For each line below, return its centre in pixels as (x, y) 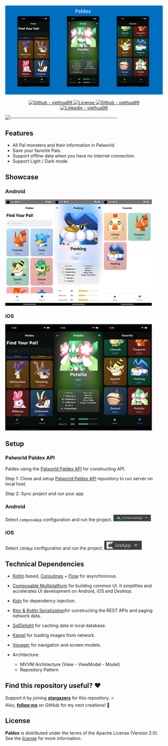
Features (19, 133)
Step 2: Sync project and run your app (44, 493)
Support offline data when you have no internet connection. (74, 156)
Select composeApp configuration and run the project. (59, 520)
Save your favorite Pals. (37, 150)
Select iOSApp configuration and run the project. (54, 548)
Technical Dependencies (45, 564)
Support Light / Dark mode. (40, 161)
